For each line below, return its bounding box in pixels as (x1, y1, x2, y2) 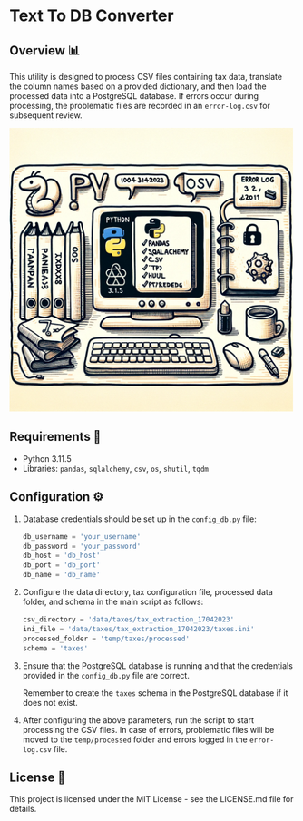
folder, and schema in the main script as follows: (22, 596, 204, 607)
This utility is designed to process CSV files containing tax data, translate (9, 72, 283, 82)
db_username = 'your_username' (22, 532, 142, 541)
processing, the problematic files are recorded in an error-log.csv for (9, 101, 270, 111)
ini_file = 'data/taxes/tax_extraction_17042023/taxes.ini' (22, 624, 255, 633)
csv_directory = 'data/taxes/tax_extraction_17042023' (22, 615, 235, 624)
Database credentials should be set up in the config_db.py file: (22, 513, 257, 524)
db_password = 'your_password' (22, 542, 142, 551)
